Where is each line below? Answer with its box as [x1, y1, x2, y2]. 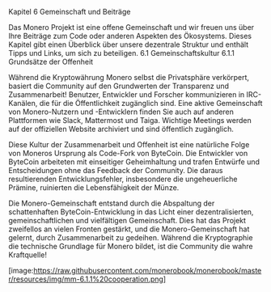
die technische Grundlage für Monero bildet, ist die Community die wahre [8, 242, 253, 251]
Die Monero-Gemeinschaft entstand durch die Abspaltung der [8, 198, 215, 208]
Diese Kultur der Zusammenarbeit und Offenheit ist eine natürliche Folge [8, 140, 250, 149]
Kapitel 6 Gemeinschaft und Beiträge [8, 7, 131, 16]
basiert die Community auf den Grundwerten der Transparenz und [8, 81, 229, 91]
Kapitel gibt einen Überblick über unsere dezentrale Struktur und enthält [8, 40, 249, 49]
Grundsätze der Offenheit [8, 57, 94, 66]
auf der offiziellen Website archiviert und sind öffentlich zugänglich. [8, 125, 235, 133]
